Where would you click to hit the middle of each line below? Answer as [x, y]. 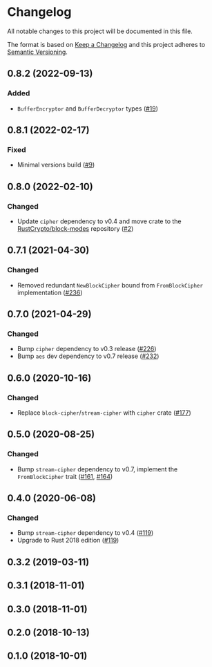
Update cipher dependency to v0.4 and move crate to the [99, 221]
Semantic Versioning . [37, 52]
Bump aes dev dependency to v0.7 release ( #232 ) [88, 356]
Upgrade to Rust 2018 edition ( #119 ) [68, 541]
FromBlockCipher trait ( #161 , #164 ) [65, 476]
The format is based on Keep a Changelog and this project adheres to [106, 44]
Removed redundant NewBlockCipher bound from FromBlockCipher [110, 285]
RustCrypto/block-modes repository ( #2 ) [75, 228]
